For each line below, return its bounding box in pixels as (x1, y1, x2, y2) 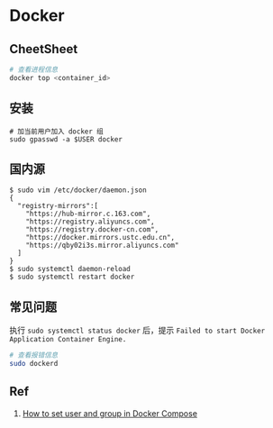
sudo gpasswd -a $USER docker (9, 134, 123, 144)
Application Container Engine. (9, 335, 127, 344)
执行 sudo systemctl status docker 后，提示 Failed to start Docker (9, 325, 266, 336)
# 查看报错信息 (9, 351, 59, 360)
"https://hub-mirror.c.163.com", (25, 209, 151, 219)
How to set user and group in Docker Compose (22, 407, 198, 419)
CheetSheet (9, 41, 78, 57)
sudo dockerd (9, 360, 59, 369)
